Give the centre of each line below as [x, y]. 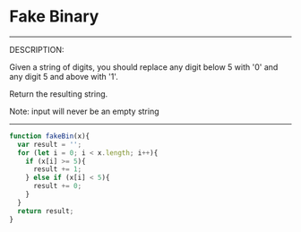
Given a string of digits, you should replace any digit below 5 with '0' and [144, 67]
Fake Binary [54, 17]
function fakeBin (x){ [50, 136]
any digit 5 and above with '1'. [64, 76]
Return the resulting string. [59, 94]
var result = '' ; [50, 144]
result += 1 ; [57, 169]
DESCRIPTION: [37, 49]
